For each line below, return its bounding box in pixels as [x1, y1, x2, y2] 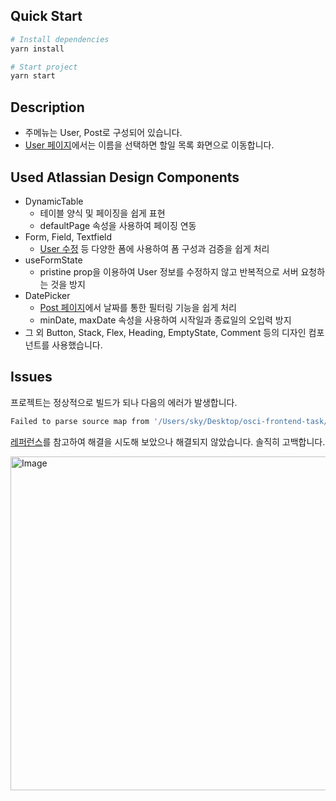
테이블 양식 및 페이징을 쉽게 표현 [39, 207, 166, 219]
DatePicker [24, 289, 71, 301]
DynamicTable [24, 195, 84, 207]
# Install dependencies [10, 34, 110, 44]
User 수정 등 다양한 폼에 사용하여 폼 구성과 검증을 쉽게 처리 [39, 242, 270, 254]
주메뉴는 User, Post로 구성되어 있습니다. [24, 127, 183, 139]
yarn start [10, 71, 56, 81]
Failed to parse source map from [10, 416, 150, 426]
